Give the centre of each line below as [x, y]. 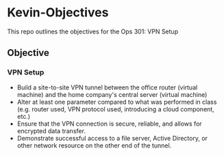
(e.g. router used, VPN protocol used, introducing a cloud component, [115, 109]
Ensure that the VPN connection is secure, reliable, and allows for [109, 124]
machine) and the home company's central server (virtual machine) [112, 94]
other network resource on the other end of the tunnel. [94, 145]
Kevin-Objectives [58, 13]
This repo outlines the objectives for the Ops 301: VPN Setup [93, 31]
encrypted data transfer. [51, 130]
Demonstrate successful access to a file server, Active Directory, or [112, 138]
